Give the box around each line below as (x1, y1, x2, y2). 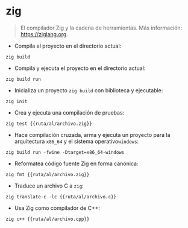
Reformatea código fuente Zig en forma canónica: (14, 160, 139, 167)
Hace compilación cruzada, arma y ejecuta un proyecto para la (14, 131, 171, 138)
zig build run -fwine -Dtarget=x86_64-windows (5, 149, 125, 155)
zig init (5, 98, 28, 104)
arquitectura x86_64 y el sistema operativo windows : (14, 138, 139, 145)
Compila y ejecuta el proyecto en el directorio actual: (14, 65, 146, 72)
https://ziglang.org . (20, 30, 69, 37)
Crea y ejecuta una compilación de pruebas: (14, 109, 125, 116)
